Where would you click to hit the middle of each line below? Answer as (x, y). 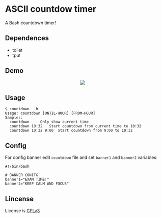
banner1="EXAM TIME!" (27, 180)
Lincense (19, 199)
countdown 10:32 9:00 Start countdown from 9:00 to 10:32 (71, 131)
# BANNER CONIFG (22, 175)
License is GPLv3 (23, 211)
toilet (17, 50)
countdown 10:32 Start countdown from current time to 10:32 (75, 126)
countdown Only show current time (49, 122)
